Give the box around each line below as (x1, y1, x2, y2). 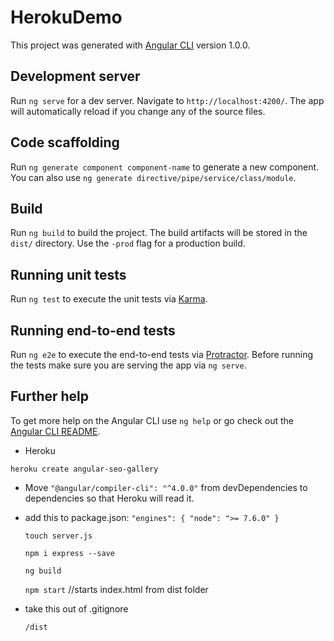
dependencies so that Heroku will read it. (24, 492, 195, 504)
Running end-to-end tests (10, 322, 176, 339)
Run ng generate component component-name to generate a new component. (10, 161, 320, 173)
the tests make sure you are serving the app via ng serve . (10, 359, 247, 371)
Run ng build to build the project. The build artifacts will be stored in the (10, 227, 308, 239)
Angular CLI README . (10, 425, 101, 437)
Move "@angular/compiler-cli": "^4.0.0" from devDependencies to (24, 481, 308, 493)
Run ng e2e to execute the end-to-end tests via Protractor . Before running (10, 349, 314, 360)
